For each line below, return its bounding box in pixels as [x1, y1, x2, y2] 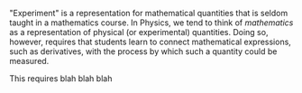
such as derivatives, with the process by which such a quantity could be [9, 46, 278, 57]
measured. [9, 56, 50, 66]
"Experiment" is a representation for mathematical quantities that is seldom [9, 8, 288, 18]
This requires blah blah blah [9, 73, 113, 84]
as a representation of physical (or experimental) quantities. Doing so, [9, 27, 269, 37]
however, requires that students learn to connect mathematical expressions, [9, 36, 291, 47]
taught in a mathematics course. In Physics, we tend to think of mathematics [9, 17, 294, 28]
